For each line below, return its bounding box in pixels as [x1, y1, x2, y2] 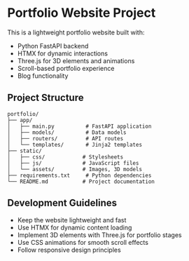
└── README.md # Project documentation [7, 178, 155, 185]
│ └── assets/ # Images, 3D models [7, 166, 142, 173]
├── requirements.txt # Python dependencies [7, 172, 152, 179]
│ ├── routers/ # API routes [7, 135, 124, 142]
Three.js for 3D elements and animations [17, 56, 135, 65]
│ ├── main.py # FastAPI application [7, 123, 152, 130]
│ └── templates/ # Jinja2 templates [7, 141, 142, 148]
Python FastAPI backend [17, 41, 89, 50]
